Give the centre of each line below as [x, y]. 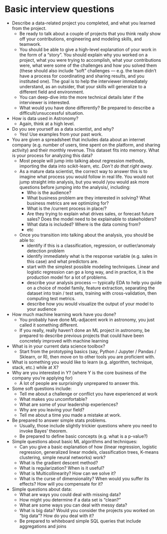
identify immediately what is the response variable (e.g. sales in [92, 256]
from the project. [29, 28]
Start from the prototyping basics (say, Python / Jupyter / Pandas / [88, 351]
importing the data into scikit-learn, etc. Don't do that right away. [86, 166]
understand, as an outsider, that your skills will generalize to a [83, 86]
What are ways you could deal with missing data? [70, 494]
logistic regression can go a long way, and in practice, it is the [90, 272]
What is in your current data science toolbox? [59, 346]
